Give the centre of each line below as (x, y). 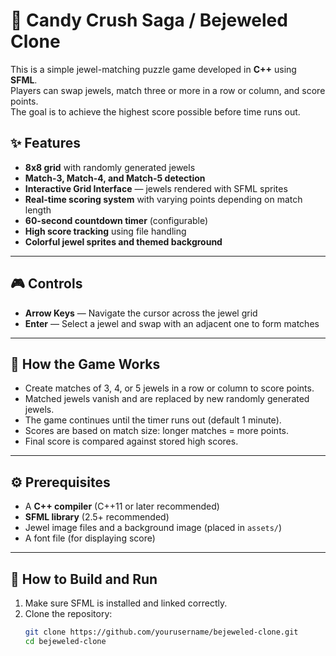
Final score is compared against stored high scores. (131, 441)
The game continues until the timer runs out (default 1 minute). (153, 420)
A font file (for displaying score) (90, 538)
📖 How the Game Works (85, 364)
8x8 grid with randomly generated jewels (110, 167)
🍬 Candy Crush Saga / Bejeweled (149, 20)
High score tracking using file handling (105, 231)
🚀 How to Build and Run (84, 579)
